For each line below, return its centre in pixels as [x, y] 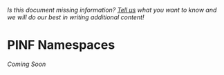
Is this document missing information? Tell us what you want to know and [112, 10]
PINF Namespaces [61, 45]
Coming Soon [27, 64]
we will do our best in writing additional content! [76, 17]
